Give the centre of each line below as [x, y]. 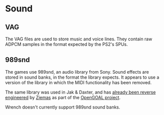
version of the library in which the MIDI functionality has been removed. [78, 82]
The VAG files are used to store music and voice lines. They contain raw [79, 39]
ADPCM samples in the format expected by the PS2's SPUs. [67, 44]
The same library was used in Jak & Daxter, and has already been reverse [81, 92]
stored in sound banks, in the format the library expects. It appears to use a [82, 77]
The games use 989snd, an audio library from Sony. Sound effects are [77, 72]
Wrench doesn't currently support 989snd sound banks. [63, 107]
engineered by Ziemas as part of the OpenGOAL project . [63, 97]
